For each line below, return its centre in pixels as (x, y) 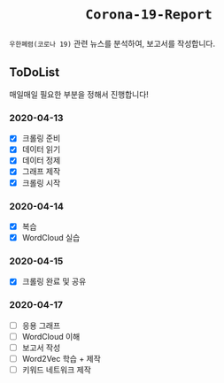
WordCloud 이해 (51, 336)
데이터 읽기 (41, 149)
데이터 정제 (41, 160)
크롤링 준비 (41, 138)
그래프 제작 (41, 172)
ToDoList (35, 72)
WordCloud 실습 (51, 237)
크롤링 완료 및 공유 (54, 281)
